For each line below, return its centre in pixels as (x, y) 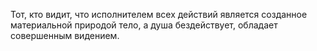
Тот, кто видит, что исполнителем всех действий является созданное (159, 14)
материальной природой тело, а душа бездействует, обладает (144, 25)
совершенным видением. (65, 35)
